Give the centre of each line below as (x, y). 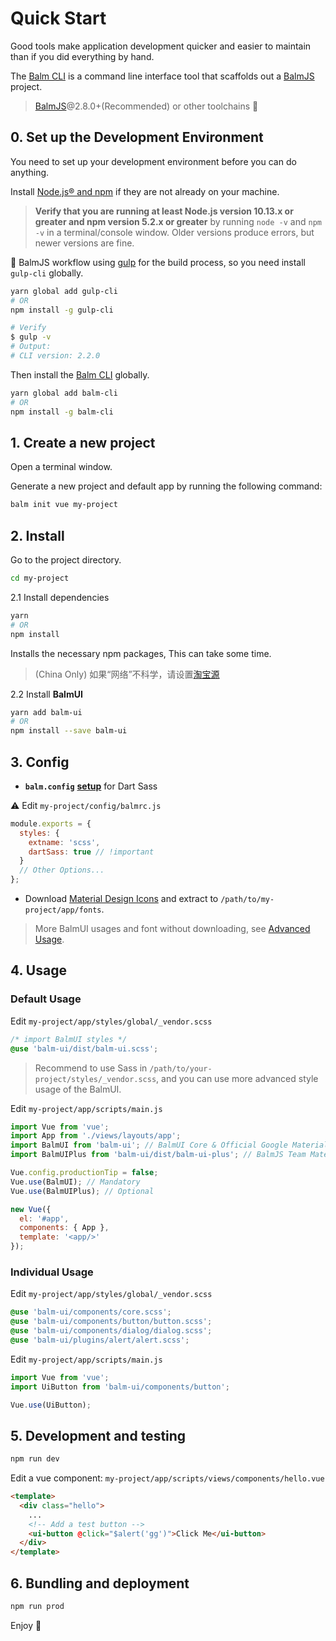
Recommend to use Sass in (91, 1068)
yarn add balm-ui (46, 712)
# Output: (31, 347)
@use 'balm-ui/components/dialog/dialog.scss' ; (111, 1331)
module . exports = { (51, 823)
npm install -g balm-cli (62, 412)
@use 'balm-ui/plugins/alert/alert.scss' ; (100, 1340)
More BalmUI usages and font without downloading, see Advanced (172, 929)
